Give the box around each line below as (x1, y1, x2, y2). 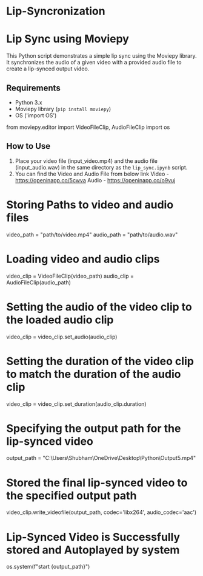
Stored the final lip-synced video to (6, 476, 188, 490)
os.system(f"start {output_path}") (6, 563, 90, 571)
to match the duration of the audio (6, 367, 181, 381)
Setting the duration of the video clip (6, 354, 194, 368)
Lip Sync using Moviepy (6, 32, 129, 46)
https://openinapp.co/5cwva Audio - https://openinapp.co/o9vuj (15, 176, 176, 183)
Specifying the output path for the (6, 421, 181, 435)
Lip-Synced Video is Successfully (6, 530, 181, 544)
